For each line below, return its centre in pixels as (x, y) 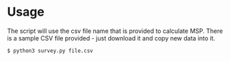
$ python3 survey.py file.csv (50, 51)
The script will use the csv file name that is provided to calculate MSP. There (115, 31)
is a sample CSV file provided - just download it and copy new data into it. (111, 38)
